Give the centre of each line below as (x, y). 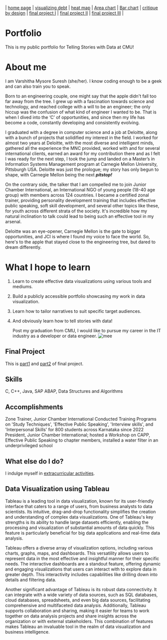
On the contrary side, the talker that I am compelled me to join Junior (76, 184)
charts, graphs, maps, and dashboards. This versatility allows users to (77, 553)
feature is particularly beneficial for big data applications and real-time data (83, 533)
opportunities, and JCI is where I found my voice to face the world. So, (78, 236)
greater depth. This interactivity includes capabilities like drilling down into (82, 574)
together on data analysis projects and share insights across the (71, 616)
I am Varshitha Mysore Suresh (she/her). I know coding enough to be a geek (83, 81)
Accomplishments (34, 407)
